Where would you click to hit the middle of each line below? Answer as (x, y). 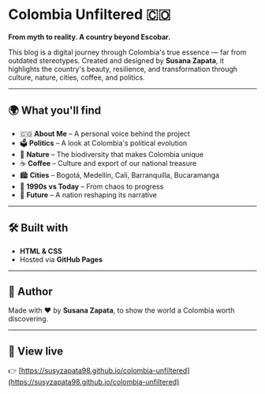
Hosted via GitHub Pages (61, 259)
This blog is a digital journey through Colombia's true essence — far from (127, 52)
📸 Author (30, 291)
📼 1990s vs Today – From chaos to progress (91, 186)
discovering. (28, 319)
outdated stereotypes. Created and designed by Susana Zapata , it (116, 60)
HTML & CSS (41, 251)
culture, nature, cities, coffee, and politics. (77, 77)
